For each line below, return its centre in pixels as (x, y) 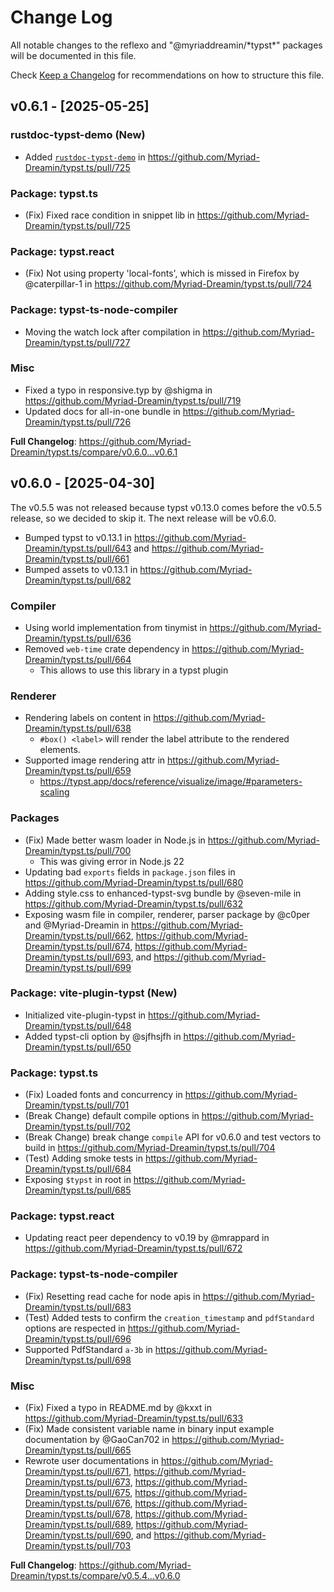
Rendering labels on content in (88, 718)
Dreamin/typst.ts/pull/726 (78, 422)
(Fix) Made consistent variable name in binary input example (149, 1429)
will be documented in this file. (73, 55)
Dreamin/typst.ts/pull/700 (78, 850)
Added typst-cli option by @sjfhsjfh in (103, 1036)
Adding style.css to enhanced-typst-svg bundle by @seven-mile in (163, 893)
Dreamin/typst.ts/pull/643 (78, 548)
